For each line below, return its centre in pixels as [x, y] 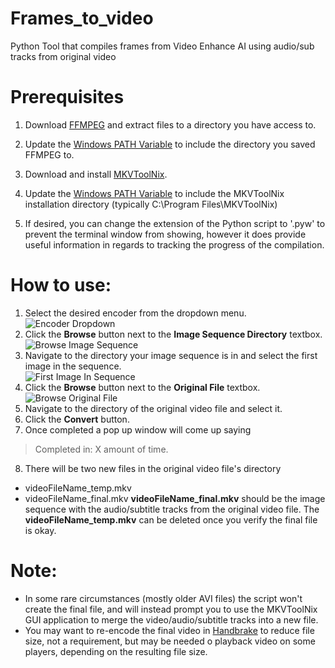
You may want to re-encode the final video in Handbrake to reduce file [169, 630]
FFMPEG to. [49, 154]
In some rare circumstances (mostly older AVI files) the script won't [163, 598]
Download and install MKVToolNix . [96, 174]
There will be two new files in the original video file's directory [153, 468]
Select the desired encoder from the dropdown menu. [135, 313]
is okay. [40, 530]
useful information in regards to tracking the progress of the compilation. [174, 244]
